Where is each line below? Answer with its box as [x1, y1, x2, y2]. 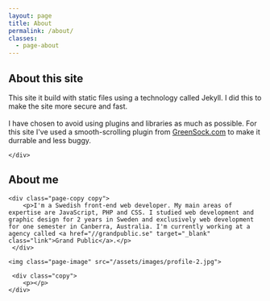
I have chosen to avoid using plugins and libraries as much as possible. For [8, 118, 257, 128]
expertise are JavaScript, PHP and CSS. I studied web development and [8, 208, 254, 216]
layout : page [8, 11, 52, 20]
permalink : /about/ [8, 27, 74, 35]
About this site [8, 72, 84, 85]
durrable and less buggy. [8, 135, 91, 145]
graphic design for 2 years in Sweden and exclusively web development [8, 215, 254, 224]
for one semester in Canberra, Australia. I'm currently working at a [8, 222, 251, 230]
